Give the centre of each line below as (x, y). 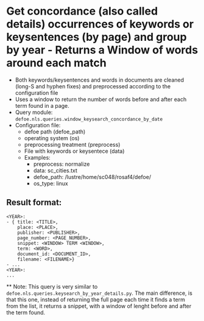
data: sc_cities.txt (55, 170)
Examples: (37, 157)
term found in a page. (42, 105)
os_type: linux (51, 183)
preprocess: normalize (62, 164)
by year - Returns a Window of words (102, 50)
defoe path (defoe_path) (55, 132)
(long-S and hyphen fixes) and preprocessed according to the (93, 86)
